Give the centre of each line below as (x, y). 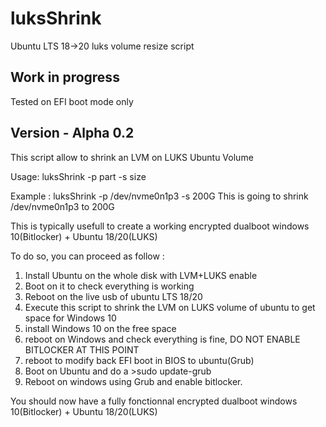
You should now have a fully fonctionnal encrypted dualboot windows (154, 401)
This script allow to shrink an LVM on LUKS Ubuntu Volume (132, 157)
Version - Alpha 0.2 (72, 133)
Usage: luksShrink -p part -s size (78, 176)
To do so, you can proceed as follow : (87, 256)
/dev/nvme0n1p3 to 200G (62, 206)
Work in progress (65, 77)
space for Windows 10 (70, 318)
